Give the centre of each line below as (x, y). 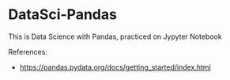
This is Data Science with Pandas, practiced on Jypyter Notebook (115, 36)
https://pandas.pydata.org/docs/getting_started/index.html (115, 67)
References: (28, 51)
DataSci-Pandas (62, 15)
